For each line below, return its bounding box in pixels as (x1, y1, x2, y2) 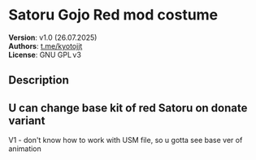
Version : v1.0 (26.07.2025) (8, 32, 98, 42)
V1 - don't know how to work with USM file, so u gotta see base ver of (8, 136, 243, 145)
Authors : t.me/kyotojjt (8, 41, 83, 50)
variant (8, 114, 46, 128)
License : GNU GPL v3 (8, 50, 81, 59)
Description (8, 73, 69, 87)
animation (8, 144, 42, 154)
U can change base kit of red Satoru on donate (8, 101, 248, 115)
